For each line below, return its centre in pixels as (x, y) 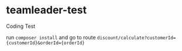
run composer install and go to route (51, 37)
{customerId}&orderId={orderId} (45, 43)
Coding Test (21, 26)
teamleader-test (46, 10)
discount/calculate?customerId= (136, 38)
